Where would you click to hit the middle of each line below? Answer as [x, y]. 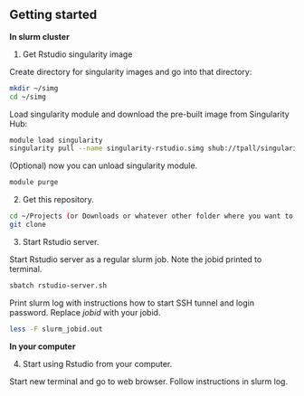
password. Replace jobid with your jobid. [85, 312]
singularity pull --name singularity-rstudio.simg [107, 148]
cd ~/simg [28, 97]
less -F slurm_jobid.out [56, 329]
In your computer [43, 346]
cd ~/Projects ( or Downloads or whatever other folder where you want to [152, 216]
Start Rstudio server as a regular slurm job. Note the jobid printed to [136, 259]
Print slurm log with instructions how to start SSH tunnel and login [132, 303]
